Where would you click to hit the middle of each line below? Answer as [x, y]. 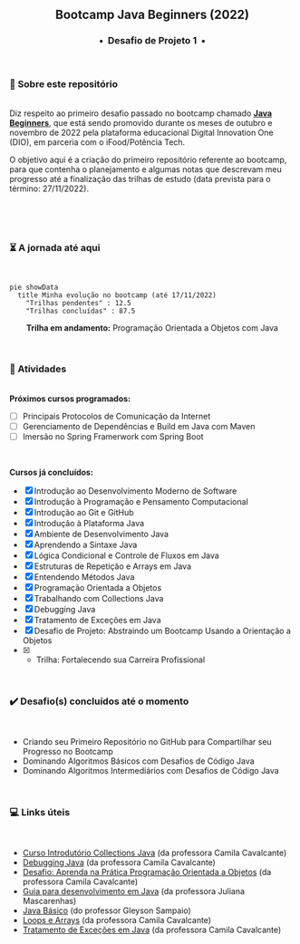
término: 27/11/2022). [49, 188]
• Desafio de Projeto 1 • [152, 41]
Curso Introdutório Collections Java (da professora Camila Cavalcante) [155, 853]
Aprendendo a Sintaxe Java [86, 544]
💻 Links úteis [40, 812]
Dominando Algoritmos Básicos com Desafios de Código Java [139, 761]
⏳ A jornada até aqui [55, 247]
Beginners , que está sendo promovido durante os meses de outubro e [141, 122]
